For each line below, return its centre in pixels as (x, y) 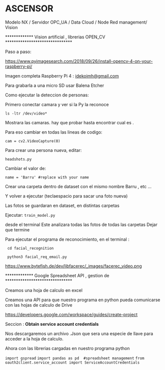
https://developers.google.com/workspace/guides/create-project (71, 314)
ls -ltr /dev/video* (26, 114)
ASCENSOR (29, 9)
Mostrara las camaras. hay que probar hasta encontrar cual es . (69, 122)
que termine (17, 229)
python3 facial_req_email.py (37, 257)
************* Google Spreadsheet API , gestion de (57, 275)
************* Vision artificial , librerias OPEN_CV (55, 37)
